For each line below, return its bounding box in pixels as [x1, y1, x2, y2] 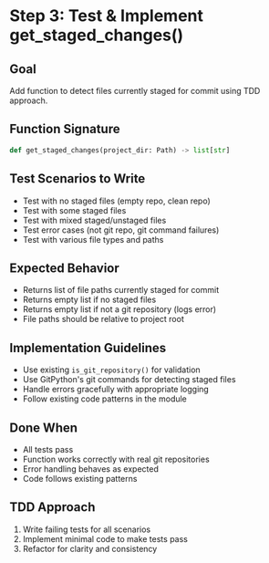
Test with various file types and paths [22, 234, 164, 245]
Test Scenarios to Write [9, 171, 146, 187]
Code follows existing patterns [22, 473, 138, 484]
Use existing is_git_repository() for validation [22, 364, 201, 375]
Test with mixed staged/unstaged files [22, 214, 167, 225]
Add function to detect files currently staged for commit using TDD [9, 86, 261, 96]
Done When [9, 420, 78, 435]
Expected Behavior [9, 260, 120, 276]
